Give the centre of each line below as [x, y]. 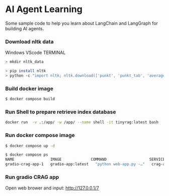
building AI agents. [25, 28]
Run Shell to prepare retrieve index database [61, 112]
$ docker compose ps [27, 155]
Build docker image [29, 88]
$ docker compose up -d [30, 146]
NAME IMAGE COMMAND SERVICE [85, 160]
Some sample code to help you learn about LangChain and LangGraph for [82, 23]
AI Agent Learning [44, 9]
